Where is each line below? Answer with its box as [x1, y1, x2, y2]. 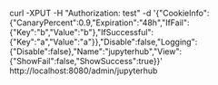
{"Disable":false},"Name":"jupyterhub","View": [9, 46, 183, 57]
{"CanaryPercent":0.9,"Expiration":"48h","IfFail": [9, 17, 190, 28]
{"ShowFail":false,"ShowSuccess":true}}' [9, 56, 163, 66]
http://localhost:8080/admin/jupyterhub [9, 65, 158, 76]
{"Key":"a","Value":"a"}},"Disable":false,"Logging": [9, 36, 198, 47]
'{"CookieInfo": [153, 8, 210, 18]
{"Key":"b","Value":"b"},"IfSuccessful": [9, 27, 154, 37]
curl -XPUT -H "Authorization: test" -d [9, 8, 152, 18]
